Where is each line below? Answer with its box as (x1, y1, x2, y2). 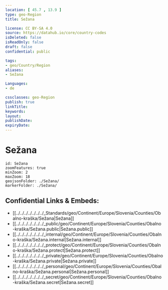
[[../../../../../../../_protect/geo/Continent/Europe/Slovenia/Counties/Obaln (12, 242, 161, 248)
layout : (5, 113, 22, 118)
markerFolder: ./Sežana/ (5, 183, 57, 188)
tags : (5, 58, 17, 63)
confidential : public (5, 49, 51, 54)
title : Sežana (5, 17, 35, 22)
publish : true (5, 99, 35, 104)
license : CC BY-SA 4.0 (5, 26, 53, 31)
